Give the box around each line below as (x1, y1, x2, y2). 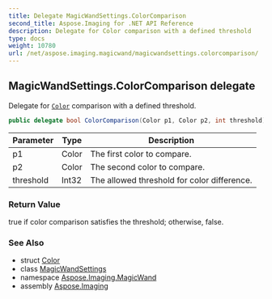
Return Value (8, 199, 61, 210)
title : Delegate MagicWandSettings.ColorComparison (8, 11, 186, 20)
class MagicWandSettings (19, 264, 107, 274)
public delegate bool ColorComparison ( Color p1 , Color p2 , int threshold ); (8, 116, 270, 124)
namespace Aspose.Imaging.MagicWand (19, 272, 157, 283)
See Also (8, 237, 45, 248)
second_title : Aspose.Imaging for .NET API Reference (8, 19, 194, 27)
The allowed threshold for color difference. (90, 175, 253, 186)
